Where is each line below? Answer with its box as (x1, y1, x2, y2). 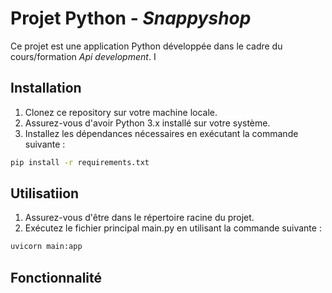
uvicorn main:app (10, 242, 83, 252)
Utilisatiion (10, 185, 80, 202)
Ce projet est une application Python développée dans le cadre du (10, 40, 283, 52)
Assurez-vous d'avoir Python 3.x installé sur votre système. (24, 117, 271, 129)
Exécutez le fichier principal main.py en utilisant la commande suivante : (24, 222, 322, 234)
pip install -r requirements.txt (10, 157, 150, 167)
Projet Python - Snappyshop (10, 7, 252, 30)
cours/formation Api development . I (10, 50, 157, 62)
